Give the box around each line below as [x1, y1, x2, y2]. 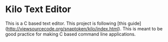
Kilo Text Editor [5, 4, 71, 15]
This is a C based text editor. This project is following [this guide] [5, 20, 142, 26]
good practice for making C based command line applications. [5, 31, 136, 37]
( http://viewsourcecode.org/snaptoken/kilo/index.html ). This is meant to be [5, 25, 163, 31]
